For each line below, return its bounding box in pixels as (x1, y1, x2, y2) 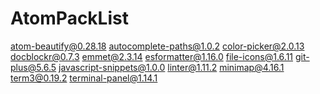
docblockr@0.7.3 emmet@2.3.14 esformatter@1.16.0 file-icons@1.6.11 (10, 50, 294, 62)
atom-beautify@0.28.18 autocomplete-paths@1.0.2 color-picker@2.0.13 (10, 40, 305, 52)
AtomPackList (10, 7, 129, 30)
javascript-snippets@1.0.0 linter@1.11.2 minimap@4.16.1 (58, 61, 285, 73)
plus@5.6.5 (10, 61, 57, 73)
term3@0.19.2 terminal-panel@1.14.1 (10, 72, 158, 84)
